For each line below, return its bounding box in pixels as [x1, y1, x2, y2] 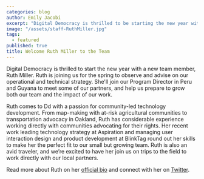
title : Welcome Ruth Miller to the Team [6, 49, 110, 55]
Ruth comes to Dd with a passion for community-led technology [6, 103, 166, 110]
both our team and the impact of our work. [6, 90, 112, 98]
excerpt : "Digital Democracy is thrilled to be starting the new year [6, 20, 189, 26]
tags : [6, 32, 20, 38]
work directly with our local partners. [6, 154, 99, 161]
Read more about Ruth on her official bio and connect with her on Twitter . [6, 166, 190, 173]
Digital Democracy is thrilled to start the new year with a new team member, [6, 65, 196, 72]
